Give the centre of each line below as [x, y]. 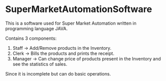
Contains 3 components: [31, 38]
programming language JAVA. [37, 28]
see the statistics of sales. [40, 64]
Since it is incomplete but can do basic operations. [58, 73]
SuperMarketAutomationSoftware [79, 9]
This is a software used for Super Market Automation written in [71, 23]
